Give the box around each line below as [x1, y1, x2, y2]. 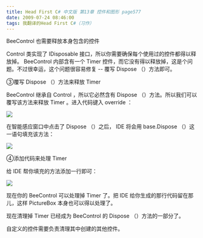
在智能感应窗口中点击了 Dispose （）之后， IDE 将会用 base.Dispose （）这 [6, 123, 195, 130]
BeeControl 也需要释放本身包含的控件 [6, 38, 100, 45]
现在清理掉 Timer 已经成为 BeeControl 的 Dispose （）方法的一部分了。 [6, 213, 184, 220]
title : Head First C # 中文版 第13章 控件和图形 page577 [6, 8, 141, 15]
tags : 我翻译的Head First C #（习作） [6, 20, 95, 26]
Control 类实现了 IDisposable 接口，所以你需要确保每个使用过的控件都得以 [6, 50, 191, 58]
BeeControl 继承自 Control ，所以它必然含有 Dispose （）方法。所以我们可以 [6, 91, 198, 99]
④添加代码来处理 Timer [6, 155, 67, 162]
